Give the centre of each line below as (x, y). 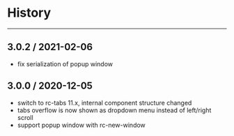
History (29, 13)
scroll (25, 117)
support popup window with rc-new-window (81, 125)
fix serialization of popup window (65, 63)
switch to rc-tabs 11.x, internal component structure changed (104, 103)
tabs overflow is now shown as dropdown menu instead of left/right (114, 110)
